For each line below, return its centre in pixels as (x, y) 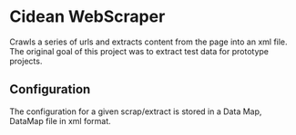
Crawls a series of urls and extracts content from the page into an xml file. (149, 42)
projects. (26, 61)
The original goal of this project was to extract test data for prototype (139, 51)
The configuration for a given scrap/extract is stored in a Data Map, (136, 111)
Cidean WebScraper (87, 17)
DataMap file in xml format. (60, 121)
